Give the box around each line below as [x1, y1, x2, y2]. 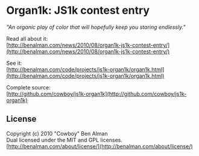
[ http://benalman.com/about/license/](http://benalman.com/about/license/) [6, 142, 193, 150]
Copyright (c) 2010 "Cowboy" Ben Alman [6, 130, 108, 137]
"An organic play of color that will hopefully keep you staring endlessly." [6, 23, 186, 31]
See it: [6, 59, 22, 67]
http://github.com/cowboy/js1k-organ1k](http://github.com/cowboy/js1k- [8, 90, 187, 97]
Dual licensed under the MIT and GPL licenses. [6, 136, 122, 143]
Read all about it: [6, 35, 48, 42]
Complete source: [6, 83, 51, 91]
